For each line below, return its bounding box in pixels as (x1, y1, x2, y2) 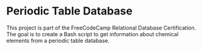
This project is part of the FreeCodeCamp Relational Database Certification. (6, 24, 197, 31)
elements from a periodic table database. (6, 37, 110, 44)
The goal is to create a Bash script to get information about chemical (6, 30, 179, 37)
